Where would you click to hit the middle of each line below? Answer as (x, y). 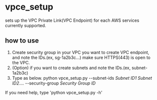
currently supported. (25, 25)
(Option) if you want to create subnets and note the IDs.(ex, (71, 68)
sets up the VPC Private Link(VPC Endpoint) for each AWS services (72, 20)
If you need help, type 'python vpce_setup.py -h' (54, 92)
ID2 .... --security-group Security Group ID (54, 83)
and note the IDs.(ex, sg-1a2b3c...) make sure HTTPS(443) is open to (81, 57)
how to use (22, 41)
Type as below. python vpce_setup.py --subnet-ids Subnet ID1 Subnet (82, 78)
